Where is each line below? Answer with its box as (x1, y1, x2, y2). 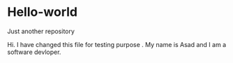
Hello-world (7, 4, 78, 20)
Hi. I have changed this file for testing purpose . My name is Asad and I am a (7, 40, 227, 48)
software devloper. (7, 48, 61, 56)
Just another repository (7, 27, 75, 35)
